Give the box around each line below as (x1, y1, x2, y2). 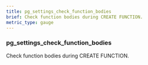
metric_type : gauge (6, 19, 54, 25)
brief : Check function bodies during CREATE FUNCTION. (6, 14, 143, 20)
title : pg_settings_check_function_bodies (6, 8, 112, 15)
